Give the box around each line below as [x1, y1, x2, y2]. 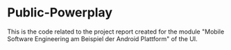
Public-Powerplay [7, 5, 113, 21]
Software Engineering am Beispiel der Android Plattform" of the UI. [7, 34, 198, 42]
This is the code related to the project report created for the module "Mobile [7, 27, 225, 36]
